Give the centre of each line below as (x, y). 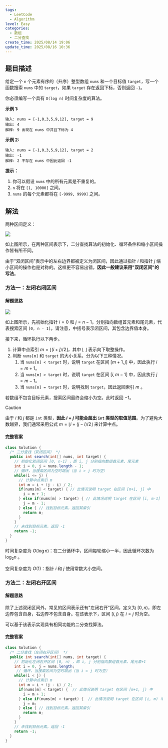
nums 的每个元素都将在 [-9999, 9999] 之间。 (57, 194)
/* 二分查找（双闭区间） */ (35, 452)
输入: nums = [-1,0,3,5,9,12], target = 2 (49, 150)
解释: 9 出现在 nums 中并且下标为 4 (39, 130)
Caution (13, 407)
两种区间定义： (20, 224)
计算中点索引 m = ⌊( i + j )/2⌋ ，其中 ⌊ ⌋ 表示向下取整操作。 (70, 349)
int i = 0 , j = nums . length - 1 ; (49, 466)
